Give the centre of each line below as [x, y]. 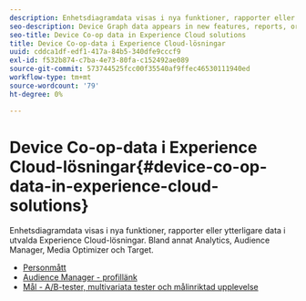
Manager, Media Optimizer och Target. [82, 250]
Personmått [44, 268]
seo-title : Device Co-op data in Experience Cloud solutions [128, 35]
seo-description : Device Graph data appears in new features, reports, [148, 26]
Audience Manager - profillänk [80, 277]
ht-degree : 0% [36, 94]
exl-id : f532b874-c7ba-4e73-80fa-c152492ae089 [99, 60]
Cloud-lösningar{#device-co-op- [138, 166]
